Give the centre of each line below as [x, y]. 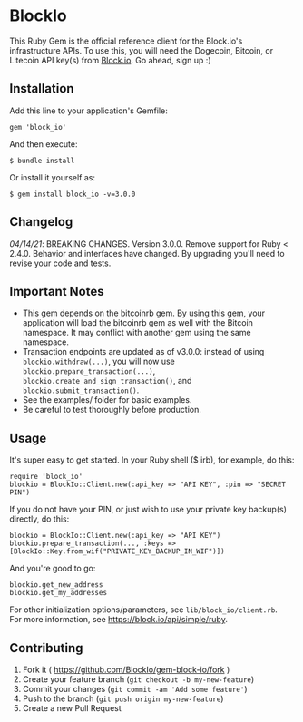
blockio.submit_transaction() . [81, 390]
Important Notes [57, 291]
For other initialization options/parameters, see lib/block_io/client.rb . [144, 610]
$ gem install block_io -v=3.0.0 [73, 194]
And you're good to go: [53, 569]
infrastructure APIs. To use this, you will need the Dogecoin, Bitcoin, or [142, 50]
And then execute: [44, 144]
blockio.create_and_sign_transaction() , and [107, 381]
